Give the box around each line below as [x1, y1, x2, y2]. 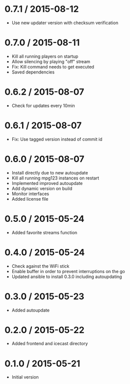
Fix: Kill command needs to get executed [11, 64, 94, 70]
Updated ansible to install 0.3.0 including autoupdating [11, 274, 122, 279]
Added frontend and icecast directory [11, 341, 88, 347]
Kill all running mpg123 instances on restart [11, 175, 99, 181]
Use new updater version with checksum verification [11, 20, 119, 26]
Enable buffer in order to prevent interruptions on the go [11, 268, 126, 274]
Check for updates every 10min [11, 103, 76, 108]
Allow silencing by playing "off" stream [11, 58, 90, 65]
